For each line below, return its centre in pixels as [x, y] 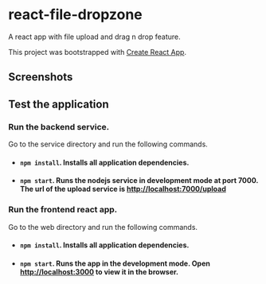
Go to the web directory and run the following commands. [103, 227]
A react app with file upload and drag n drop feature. [94, 37]
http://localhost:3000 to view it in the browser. [99, 271]
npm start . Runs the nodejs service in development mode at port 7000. [139, 181]
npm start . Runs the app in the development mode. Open [115, 263]
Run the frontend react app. [63, 210]
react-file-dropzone [76, 15]
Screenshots [41, 77]
